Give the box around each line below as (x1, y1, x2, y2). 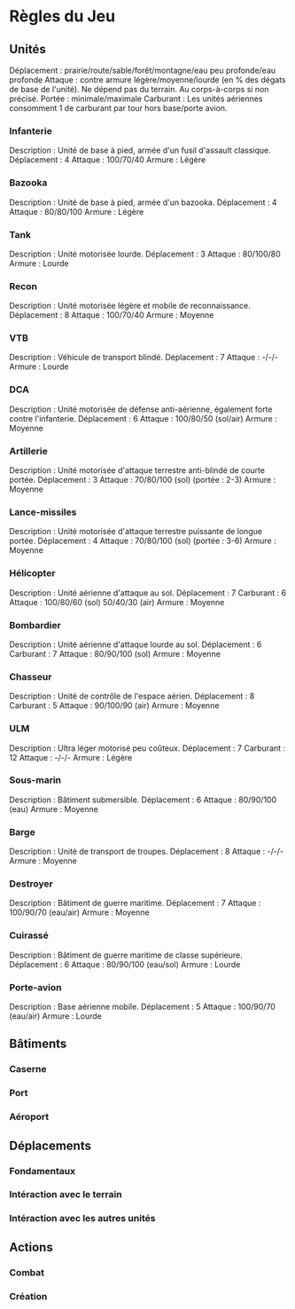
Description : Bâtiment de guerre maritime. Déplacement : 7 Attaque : (9, 898, 261, 909)
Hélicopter (9, 567, 56, 580)
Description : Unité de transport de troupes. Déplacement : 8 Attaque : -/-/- (9, 846, 284, 857)
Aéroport (9, 1111, 50, 1124)
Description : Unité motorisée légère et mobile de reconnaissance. (9, 300, 251, 311)
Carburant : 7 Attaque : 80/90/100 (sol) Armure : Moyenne (9, 648, 221, 658)
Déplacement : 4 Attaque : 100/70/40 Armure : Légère (9, 154, 206, 165)
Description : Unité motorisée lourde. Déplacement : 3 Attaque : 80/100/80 (9, 248, 281, 259)
